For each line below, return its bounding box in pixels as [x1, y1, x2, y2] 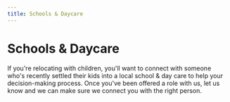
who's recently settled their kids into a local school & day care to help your [7, 71, 224, 79]
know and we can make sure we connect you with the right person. [7, 86, 203, 95]
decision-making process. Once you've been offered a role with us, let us [7, 79, 220, 87]
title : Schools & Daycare [7, 10, 83, 18]
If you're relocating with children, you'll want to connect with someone [7, 64, 212, 72]
